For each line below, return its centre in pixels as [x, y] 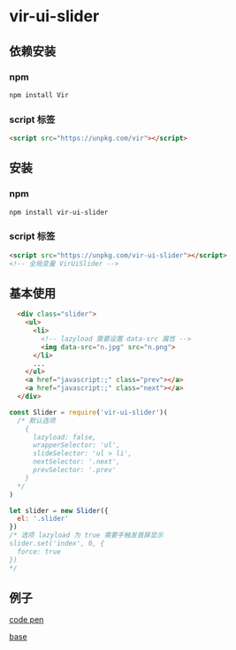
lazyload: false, [65, 437]
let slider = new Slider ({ [59, 510]
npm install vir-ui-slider [59, 212]
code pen [27, 620]
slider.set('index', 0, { [57, 544]
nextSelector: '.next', [76, 462]
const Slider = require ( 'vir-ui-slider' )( [88, 412]
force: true [39, 551]
